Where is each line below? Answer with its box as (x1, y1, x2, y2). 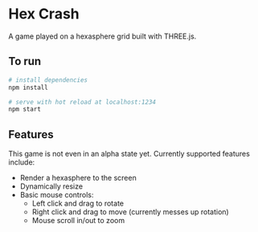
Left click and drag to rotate (31, 198, 125, 209)
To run (8, 55, 42, 68)
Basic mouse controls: (19, 190, 94, 200)
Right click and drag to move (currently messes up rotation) (31, 207, 229, 217)
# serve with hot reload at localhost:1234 (8, 98, 157, 106)
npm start (8, 105, 42, 113)
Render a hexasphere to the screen (19, 173, 137, 183)
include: (8, 157, 35, 167)
